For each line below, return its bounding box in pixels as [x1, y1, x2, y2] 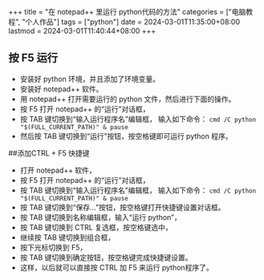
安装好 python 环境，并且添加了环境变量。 [19, 74, 160, 83]
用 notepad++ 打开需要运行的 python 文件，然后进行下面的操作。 [19, 94, 236, 103]
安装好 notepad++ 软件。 [19, 83, 104, 94]
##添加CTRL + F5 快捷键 [8, 148, 90, 158]
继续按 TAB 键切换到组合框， [19, 232, 116, 242]
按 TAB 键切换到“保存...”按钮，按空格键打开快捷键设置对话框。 [19, 202, 225, 212]
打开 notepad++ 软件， [19, 165, 96, 175]
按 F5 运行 [8, 51, 59, 65]
